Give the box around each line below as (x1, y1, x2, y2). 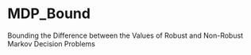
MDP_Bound (7, 5, 91, 23)
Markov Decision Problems (7, 38, 96, 48)
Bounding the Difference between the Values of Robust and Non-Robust (7, 31, 244, 40)
